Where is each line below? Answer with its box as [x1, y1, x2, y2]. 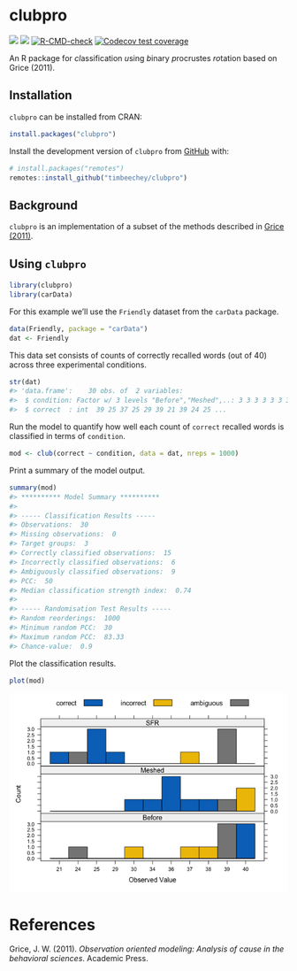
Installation [9, 88, 72, 103]
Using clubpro [9, 256, 87, 271]
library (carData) [9, 289, 73, 299]
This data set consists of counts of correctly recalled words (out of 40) [9, 350, 268, 360]
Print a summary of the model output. [9, 465, 146, 475]
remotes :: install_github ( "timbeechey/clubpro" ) [9, 173, 188, 182]
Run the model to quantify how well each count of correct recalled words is [9, 421, 285, 432]
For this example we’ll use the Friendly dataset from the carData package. [9, 306, 279, 317]
